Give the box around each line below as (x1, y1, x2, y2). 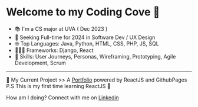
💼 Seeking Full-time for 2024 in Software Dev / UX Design (14, 34, 156, 41)
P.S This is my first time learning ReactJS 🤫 (6, 82, 111, 89)
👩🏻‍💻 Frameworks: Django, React (14, 47, 94, 54)
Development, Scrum (14, 59, 66, 66)
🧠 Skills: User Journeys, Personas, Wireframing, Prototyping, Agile (14, 53, 176, 60)
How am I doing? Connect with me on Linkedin (6, 94, 119, 101)
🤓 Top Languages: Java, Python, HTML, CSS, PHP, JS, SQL (14, 40, 159, 47)
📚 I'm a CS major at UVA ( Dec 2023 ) (14, 25, 108, 32)
